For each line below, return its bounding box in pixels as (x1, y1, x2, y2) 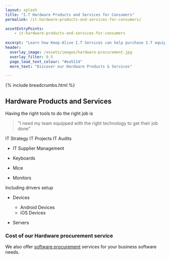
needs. (5, 249, 20, 255)
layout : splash (5, 7, 37, 13)
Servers (12, 219, 29, 226)
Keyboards (12, 155, 35, 161)
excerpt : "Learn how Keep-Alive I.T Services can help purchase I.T (5, 40, 153, 46)
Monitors (12, 175, 31, 181)
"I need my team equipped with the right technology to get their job (17, 120, 158, 126)
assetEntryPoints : (5, 26, 44, 31)
